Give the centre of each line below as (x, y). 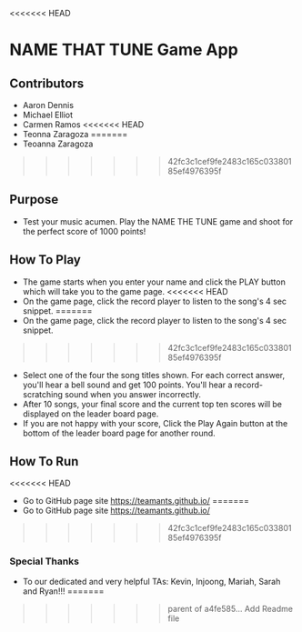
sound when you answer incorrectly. (133, 394)
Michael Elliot (48, 115)
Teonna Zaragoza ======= (75, 134)
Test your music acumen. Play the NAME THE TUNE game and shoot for (158, 221)
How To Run (44, 461)
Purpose (34, 200)
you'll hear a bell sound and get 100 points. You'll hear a (127, 385)
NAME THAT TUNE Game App (124, 50)
